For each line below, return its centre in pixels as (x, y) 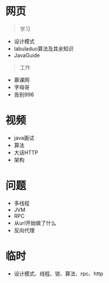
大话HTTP (26, 152)
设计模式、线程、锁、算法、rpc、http (58, 274)
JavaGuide (27, 55)
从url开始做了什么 (35, 223)
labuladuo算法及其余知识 (44, 48)
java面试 (24, 137)
